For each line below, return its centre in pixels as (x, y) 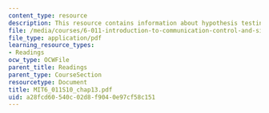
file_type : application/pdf (55, 38)
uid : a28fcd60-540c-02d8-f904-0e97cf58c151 (82, 97)
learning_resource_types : (51, 45)
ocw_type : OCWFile (39, 60)
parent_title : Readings (48, 68)
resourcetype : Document (48, 82)
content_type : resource (48, 16)
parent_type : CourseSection (55, 75)
